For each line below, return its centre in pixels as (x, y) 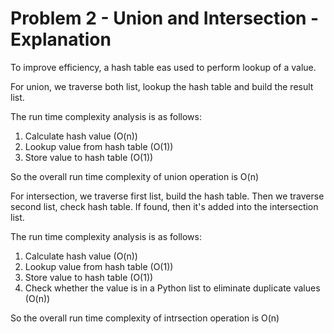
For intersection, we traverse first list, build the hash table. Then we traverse (167, 196)
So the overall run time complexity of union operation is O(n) (135, 176)
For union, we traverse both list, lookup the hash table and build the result (162, 86)
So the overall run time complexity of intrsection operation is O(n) (145, 318)
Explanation (61, 39)
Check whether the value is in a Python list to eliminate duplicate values (172, 288)
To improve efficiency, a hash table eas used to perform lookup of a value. (163, 67)
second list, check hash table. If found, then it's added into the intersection (164, 206)
